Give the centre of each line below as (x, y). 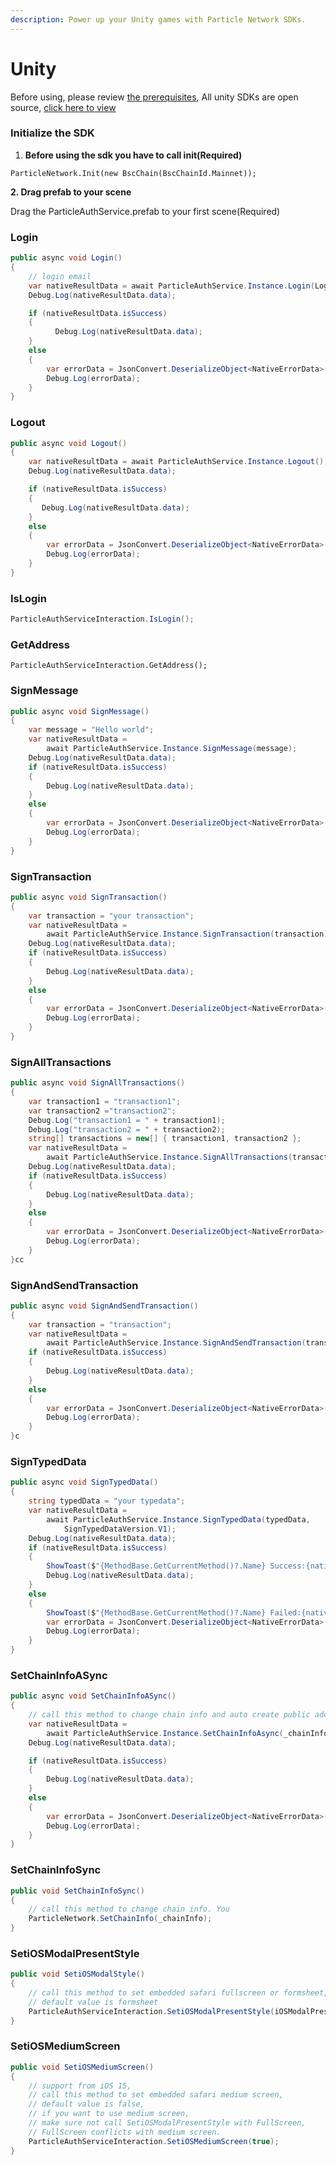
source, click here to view (63, 107)
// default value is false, (86, 2104)
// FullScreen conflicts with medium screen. (125, 2132)
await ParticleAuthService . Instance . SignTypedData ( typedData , (178, 1519)
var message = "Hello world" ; (91, 730)
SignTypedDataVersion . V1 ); (120, 1529)
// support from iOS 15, (80, 2086)
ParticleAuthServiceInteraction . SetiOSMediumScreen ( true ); (154, 2141)
